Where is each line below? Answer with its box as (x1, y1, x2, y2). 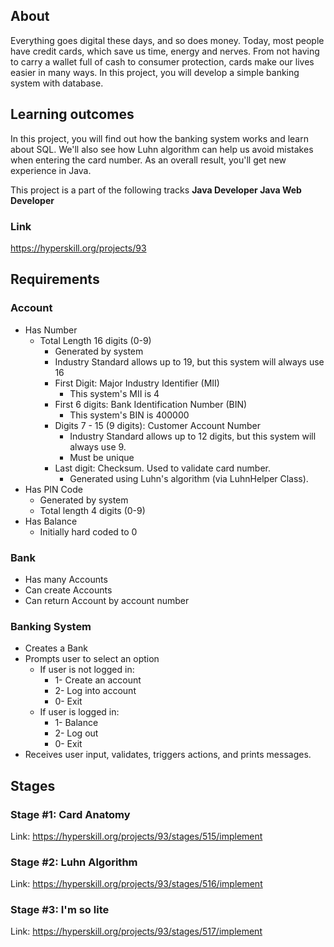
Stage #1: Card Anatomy (10, 807, 131, 821)
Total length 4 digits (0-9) (39, 504, 146, 516)
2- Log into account (54, 685, 137, 697)
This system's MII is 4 (69, 387, 160, 399)
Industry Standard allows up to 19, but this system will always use (54, 355, 325, 368)
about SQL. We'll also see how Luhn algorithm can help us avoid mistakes (10, 143, 314, 155)
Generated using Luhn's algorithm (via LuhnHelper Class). (69, 472, 309, 484)
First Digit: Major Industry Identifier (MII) (54, 377, 220, 389)
